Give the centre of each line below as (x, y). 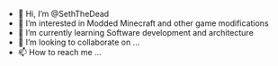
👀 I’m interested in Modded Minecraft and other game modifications (143, 23)
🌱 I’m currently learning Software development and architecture (135, 33)
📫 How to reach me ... (59, 52)
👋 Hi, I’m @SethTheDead (63, 14)
